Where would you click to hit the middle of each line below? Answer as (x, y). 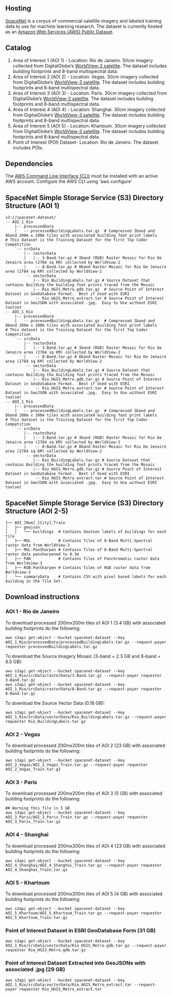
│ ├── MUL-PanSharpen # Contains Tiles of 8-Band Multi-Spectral (79, 550)
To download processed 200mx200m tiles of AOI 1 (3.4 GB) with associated (85, 623)
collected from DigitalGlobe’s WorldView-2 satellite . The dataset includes (90, 66)
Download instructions (43, 597)
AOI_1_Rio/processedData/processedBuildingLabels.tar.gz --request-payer (86, 642)
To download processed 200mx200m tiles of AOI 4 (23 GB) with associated (85, 846)
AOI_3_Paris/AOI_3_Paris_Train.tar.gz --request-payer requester (77, 817)
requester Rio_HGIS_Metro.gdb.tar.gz (46, 950)
